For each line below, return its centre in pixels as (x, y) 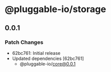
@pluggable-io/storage (55, 9)
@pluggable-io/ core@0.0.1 (48, 63)
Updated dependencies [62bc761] (48, 58)
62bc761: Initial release (36, 53)
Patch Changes (24, 42)
